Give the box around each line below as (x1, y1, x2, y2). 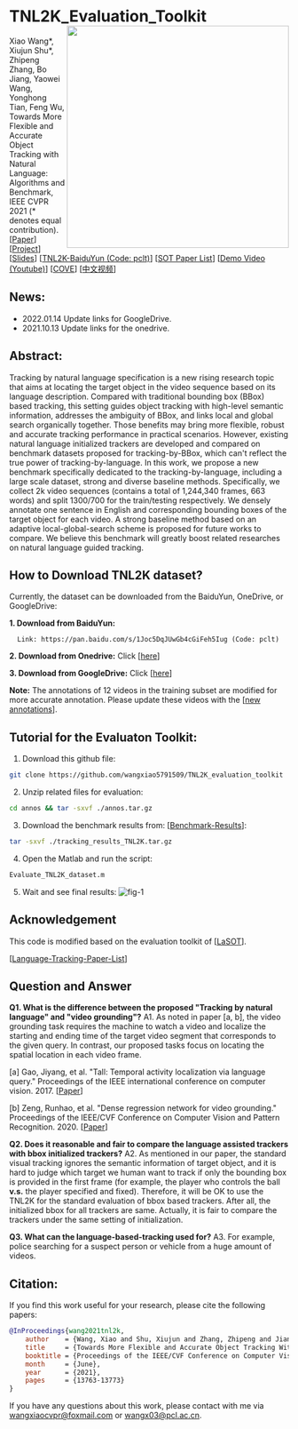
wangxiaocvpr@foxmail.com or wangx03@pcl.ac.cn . (9, 1410, 202, 1421)
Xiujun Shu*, (9, 44, 54, 55)
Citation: (9, 1276, 59, 1291)
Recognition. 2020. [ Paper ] (9, 1122, 108, 1132)
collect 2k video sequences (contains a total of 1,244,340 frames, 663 (9, 485, 266, 496)
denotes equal (9, 215, 62, 226)
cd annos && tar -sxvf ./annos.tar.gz (9, 804, 153, 813)
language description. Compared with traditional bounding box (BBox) (9, 391, 265, 402)
